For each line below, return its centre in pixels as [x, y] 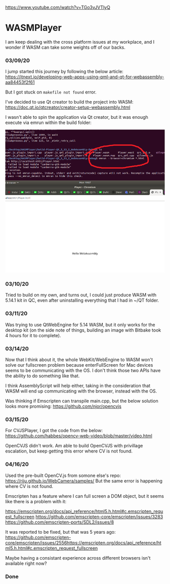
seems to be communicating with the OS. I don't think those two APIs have [83, 371]
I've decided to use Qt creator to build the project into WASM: [69, 102]
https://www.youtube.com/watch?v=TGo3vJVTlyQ [58, 7]
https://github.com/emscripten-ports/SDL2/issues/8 [60, 522]
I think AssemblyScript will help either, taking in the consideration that [78, 386]
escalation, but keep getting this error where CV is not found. [69, 451]
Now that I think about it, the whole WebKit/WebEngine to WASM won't [79, 360]
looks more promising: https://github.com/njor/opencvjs [63, 406]
